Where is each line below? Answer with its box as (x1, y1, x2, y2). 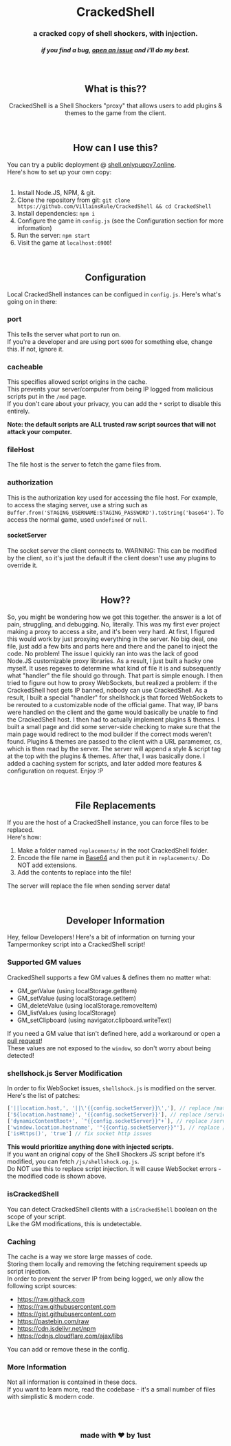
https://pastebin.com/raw (16, 1317, 89, 1325)
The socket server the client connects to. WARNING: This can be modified (7, 546, 217, 555)
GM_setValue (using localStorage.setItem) (16, 994, 136, 1002)
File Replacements (75, 800, 156, 812)
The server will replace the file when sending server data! (7, 882, 170, 890)
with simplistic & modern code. (7, 1393, 95, 1401)
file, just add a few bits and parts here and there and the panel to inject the (7, 642, 219, 650)
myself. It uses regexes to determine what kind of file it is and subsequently (7, 664, 221, 672)
